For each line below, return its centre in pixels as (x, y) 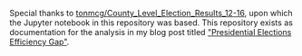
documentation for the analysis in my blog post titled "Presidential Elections (151, 32)
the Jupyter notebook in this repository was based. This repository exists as (151, 23)
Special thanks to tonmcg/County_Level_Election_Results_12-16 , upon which (151, 13)
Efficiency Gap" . (39, 42)
